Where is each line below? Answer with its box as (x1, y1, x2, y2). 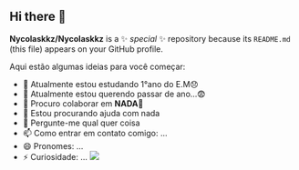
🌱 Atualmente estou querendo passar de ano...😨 (22, 88, 206, 99)
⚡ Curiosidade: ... (22, 151, 88, 162)
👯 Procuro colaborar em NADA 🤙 (22, 97, 144, 109)
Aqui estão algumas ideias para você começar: (9, 61, 186, 72)
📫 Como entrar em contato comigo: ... (22, 127, 168, 138)
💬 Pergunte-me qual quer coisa (22, 117, 140, 128)
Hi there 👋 (9, 9, 67, 25)
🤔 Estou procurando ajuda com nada (22, 107, 160, 118)
